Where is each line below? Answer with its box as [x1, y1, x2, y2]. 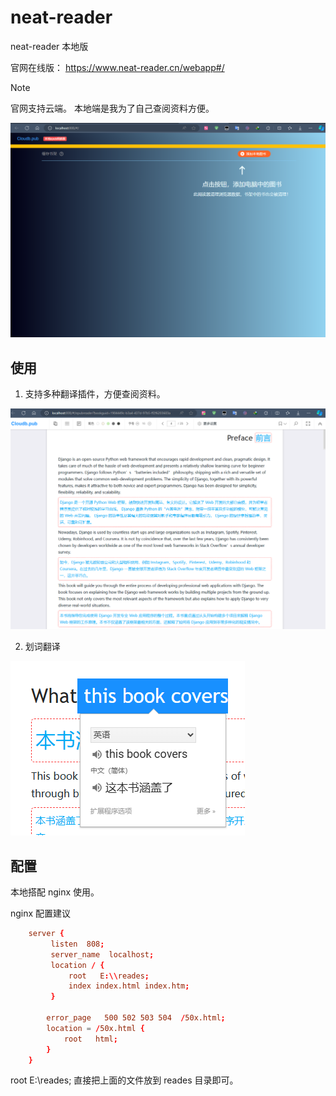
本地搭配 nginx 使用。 [10, 886, 100, 898]
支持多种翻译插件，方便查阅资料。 [24, 388, 166, 400]
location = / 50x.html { [46, 1023, 145, 1033]
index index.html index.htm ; [68, 981, 190, 991]
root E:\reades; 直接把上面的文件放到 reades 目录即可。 [10, 1074, 239, 1086]
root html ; [63, 1034, 118, 1044]
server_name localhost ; [50, 949, 155, 960]
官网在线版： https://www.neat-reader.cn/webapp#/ [10, 61, 225, 73]
